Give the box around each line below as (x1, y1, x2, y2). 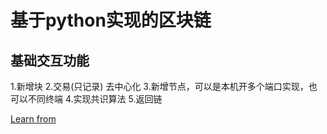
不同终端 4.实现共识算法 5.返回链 (27, 93, 163, 105)
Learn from (10, 113, 57, 125)
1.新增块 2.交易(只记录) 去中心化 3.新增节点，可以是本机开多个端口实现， (10, 81, 309, 92)
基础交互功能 (10, 52, 90, 69)
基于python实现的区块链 (10, 9, 212, 32)
